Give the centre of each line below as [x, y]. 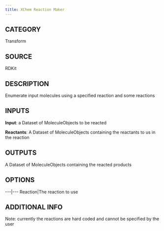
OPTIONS [20, 180]
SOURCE [19, 57]
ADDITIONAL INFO [34, 207]
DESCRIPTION [27, 84]
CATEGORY [23, 30]
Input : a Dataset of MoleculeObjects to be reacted [56, 122]
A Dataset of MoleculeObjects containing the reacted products [68, 164]
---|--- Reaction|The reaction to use [42, 192]
